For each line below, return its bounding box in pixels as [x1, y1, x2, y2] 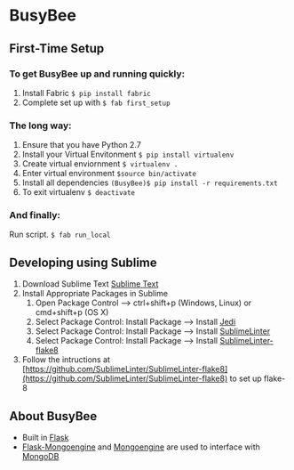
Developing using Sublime [9, 255, 157, 270]
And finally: [9, 209, 60, 222]
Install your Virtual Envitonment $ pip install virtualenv [21, 149, 234, 160]
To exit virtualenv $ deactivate [21, 187, 136, 198]
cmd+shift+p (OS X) [35, 307, 109, 318]
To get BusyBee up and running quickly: [9, 68, 185, 80]
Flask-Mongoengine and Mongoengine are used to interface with [21, 442, 260, 452]
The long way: [9, 119, 72, 132]
